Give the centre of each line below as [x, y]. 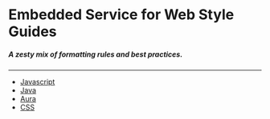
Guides [33, 32]
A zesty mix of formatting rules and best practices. [96, 54]
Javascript [37, 82]
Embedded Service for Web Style [121, 15]
